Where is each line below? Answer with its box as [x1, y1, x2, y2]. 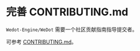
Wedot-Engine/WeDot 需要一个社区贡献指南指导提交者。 [6, 26, 138, 33]
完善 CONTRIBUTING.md [6, 5, 128, 19]
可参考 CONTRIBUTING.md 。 [6, 38, 77, 45]
